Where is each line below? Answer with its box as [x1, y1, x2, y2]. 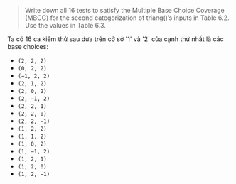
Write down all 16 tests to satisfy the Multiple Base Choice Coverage [24, 6, 225, 14]
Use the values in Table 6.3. [24, 21, 107, 29]
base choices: [7, 43, 48, 50]
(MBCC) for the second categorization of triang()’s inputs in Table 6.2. [24, 13, 230, 22]
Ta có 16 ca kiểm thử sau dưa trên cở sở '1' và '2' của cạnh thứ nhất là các [7, 35, 224, 43]
